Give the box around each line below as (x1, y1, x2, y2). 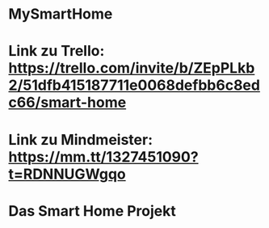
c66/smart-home (8, 94, 127, 112)
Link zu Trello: (8, 42, 105, 61)
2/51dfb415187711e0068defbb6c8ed (8, 76, 261, 95)
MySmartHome (8, 5, 113, 23)
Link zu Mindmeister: (8, 130, 153, 149)
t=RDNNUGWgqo (8, 165, 127, 183)
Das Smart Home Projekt (8, 201, 176, 220)
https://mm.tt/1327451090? (8, 147, 200, 166)
